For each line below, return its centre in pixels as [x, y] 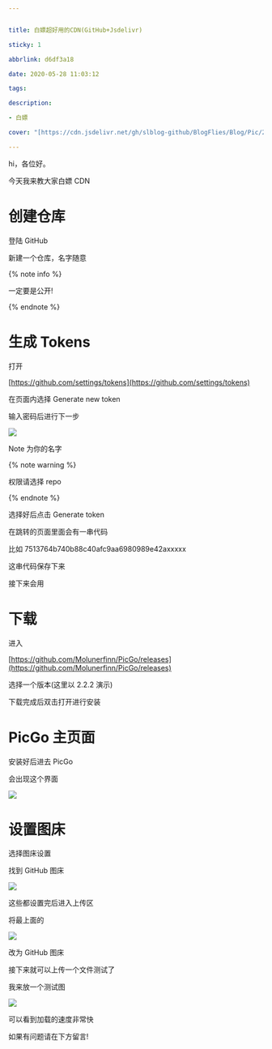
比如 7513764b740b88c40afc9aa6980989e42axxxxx [97, 548]
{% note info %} [35, 274]
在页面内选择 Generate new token [64, 399]
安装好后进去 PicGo [41, 761]
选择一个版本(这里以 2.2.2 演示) [61, 684]
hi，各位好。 [29, 164]
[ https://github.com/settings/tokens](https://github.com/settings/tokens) [130, 382]
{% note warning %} [42, 465]
